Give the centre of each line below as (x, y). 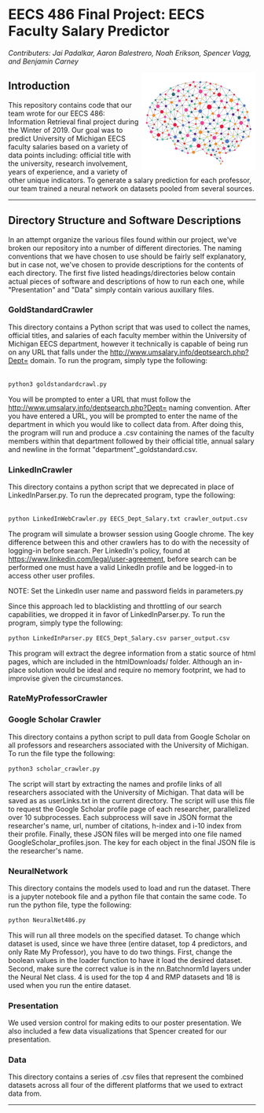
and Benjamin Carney (43, 61)
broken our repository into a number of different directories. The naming (125, 248)
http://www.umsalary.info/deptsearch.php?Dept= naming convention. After (129, 407)
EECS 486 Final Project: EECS (106, 15)
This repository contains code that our (70, 105)
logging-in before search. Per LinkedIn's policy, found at (99, 550)
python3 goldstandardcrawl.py (58, 384)
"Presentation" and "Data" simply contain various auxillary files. (111, 289)
